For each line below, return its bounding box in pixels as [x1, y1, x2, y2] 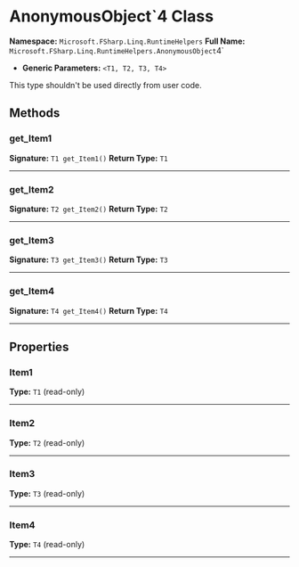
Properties [9, 339, 69, 354]
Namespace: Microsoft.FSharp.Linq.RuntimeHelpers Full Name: [9, 36, 246, 46]
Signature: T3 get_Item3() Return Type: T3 [9, 254, 169, 265]
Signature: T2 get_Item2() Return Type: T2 [9, 203, 169, 214]
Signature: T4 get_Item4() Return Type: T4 [9, 305, 169, 316]
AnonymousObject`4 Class [9, 6, 214, 27]
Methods [9, 105, 61, 121]
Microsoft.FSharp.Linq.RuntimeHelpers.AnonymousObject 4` [9, 45, 224, 55]
